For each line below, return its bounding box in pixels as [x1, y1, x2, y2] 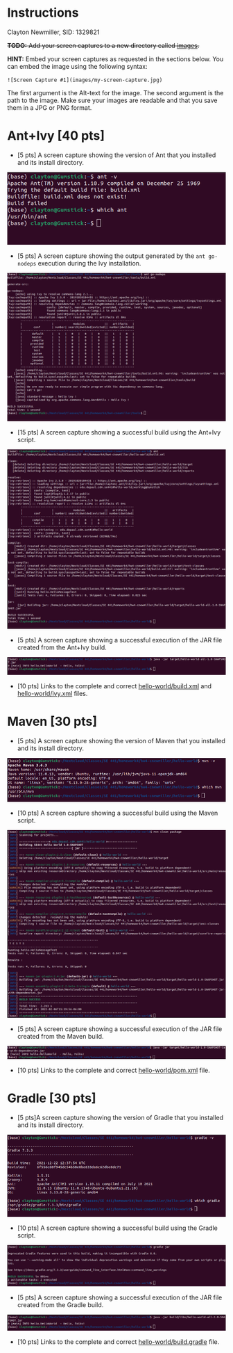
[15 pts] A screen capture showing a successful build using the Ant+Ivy [17, 428, 221, 436]
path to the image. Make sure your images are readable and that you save [7, 96, 218, 104]
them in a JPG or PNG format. [7, 103, 92, 112]
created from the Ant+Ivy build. [17, 643, 107, 651]
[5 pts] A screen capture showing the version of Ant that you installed [17, 151, 216, 159]
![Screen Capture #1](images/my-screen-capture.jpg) [7, 76, 163, 83]
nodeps [17, 261, 37, 268]
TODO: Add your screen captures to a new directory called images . [7, 41, 200, 49]
